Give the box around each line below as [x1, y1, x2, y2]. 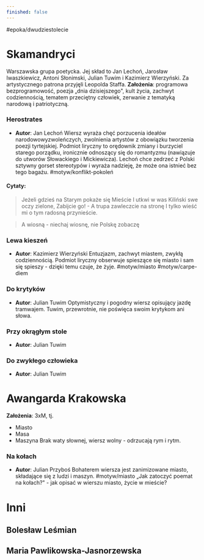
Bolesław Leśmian [6, 525, 77, 535]
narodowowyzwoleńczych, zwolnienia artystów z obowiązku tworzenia [15, 135, 194, 143]
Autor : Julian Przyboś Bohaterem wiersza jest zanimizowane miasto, [15, 466, 188, 474]
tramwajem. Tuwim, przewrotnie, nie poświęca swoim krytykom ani [15, 305, 184, 312]
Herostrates [6, 115, 43, 124]
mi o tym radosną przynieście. [21, 209, 98, 216]
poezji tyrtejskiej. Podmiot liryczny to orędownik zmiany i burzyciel [15, 142, 183, 149]
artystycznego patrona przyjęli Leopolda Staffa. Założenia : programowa [6, 80, 188, 88]
